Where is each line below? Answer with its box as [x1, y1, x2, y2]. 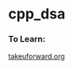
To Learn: [8, 34, 46, 45]
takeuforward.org [8, 51, 65, 61]
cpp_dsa [8, 5, 66, 23]
